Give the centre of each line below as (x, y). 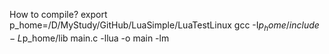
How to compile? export (58, 14)
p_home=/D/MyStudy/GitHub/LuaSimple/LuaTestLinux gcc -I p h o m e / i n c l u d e (164, 26)
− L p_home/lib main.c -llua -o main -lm (89, 38)
